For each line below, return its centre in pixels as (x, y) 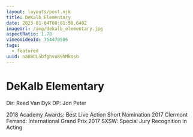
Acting (14, 127)
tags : (13, 46)
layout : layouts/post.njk (38, 12)
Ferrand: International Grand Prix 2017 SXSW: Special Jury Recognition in (96, 121)
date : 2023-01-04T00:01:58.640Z (46, 23)
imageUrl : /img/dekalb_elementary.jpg (55, 29)
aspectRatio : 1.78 (29, 34)
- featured (25, 51)
